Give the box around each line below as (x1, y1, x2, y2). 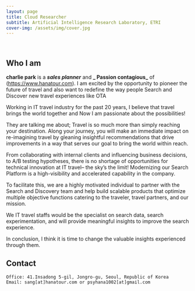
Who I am (6, 58, 41, 68)
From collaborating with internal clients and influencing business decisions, (6, 151, 187, 158)
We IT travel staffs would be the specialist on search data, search (6, 212, 164, 219)
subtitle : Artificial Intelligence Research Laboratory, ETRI (6, 19, 161, 25)
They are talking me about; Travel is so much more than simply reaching (6, 121, 180, 128)
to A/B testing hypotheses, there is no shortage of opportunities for (6, 158, 169, 165)
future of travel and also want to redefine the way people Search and (6, 86, 173, 93)
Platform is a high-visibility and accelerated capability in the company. (6, 170, 176, 177)
